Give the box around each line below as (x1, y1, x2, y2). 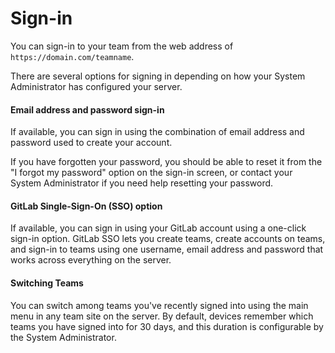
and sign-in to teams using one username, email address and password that (10, 243, 324, 256)
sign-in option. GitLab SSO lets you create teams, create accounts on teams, (10, 233, 326, 245)
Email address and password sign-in (10, 103, 165, 116)
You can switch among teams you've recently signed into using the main (10, 299, 309, 311)
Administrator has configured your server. (10, 80, 183, 92)
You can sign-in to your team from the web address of (10, 40, 234, 52)
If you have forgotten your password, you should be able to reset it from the (10, 156, 323, 168)
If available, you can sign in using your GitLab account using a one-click (10, 222, 307, 234)
